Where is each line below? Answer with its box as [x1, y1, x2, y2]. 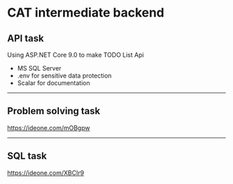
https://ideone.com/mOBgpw [7, 123, 90, 132]
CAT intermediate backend [7, 5, 165, 21]
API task [7, 33, 44, 44]
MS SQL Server [17, 64, 62, 72]
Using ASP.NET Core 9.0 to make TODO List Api [7, 50, 144, 59]
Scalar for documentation [17, 79, 90, 87]
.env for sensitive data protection [17, 71, 112, 80]
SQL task [7, 150, 47, 162]
